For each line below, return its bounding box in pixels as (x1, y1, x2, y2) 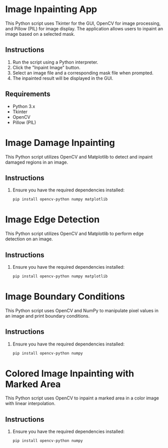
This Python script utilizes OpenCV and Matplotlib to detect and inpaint (5, 154, 153, 160)
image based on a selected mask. (5, 31, 75, 37)
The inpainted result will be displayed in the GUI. (12, 75, 114, 81)
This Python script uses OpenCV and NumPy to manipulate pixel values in (5, 307, 159, 314)
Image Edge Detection (5, 214, 100, 225)
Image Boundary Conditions (5, 291, 125, 302)
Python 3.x (12, 103, 35, 109)
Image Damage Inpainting (5, 137, 115, 148)
